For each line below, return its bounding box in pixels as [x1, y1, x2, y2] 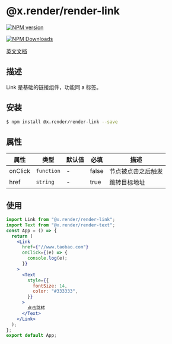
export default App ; [6, 333, 58, 339]
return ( [11, 233, 33, 239]
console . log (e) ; [27, 255, 68, 261]
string [36, 179, 55, 185]
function [36, 168, 60, 175]
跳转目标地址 [109, 178, 145, 187]
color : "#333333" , [32, 288, 78, 295]
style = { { [27, 277, 49, 283]
